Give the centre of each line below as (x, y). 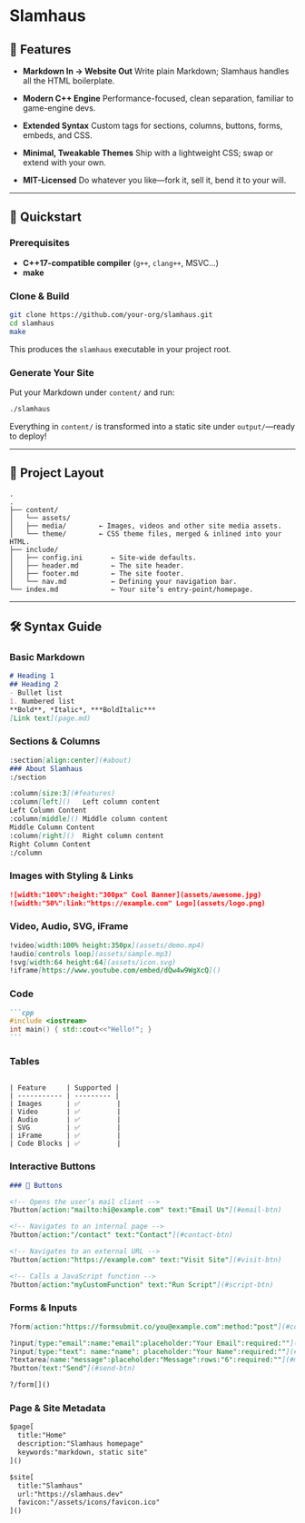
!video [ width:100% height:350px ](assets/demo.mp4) (107, 945)
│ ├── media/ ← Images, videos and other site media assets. (146, 526)
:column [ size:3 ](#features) (63, 794)
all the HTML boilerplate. (69, 81)
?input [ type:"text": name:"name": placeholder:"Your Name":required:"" (148, 1351)
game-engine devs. (59, 108)
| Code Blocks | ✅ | (65, 1144)
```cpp (22, 1013)
